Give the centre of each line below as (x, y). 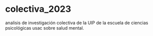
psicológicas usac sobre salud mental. (44, 28)
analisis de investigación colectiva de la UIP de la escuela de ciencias (77, 23)
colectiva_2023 (38, 9)
